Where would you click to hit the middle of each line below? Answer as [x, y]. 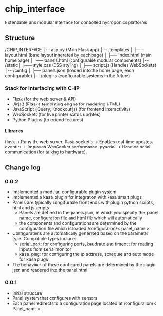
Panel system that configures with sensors [55, 298]
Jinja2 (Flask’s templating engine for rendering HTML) [66, 104]
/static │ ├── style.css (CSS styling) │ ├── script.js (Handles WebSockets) [81, 65]
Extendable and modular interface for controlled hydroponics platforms [76, 22]
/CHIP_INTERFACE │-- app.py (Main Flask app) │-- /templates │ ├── [74, 49]
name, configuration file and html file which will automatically [81, 218]
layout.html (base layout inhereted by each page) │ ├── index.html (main [78, 55]
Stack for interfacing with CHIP [43, 88]
